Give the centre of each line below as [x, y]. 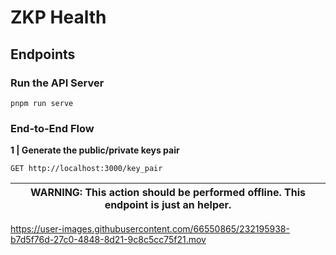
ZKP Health [58, 17]
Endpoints [43, 54]
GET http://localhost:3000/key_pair [86, 169]
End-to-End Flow [52, 128]
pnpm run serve [42, 103]
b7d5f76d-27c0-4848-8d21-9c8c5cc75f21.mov [108, 240]
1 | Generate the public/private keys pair [95, 150]
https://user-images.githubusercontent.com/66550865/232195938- [150, 229]
